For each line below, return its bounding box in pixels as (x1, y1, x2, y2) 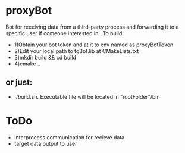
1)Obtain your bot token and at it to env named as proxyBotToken (14, 41, 174, 48)
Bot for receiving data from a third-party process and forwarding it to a (5, 23, 179, 30)
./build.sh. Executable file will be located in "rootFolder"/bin (14, 93, 160, 100)
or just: (5, 77, 33, 88)
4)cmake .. (14, 60, 41, 67)
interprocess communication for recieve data (14, 133, 125, 140)
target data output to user (14, 140, 77, 147)
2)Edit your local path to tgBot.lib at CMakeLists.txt (14, 47, 139, 54)
